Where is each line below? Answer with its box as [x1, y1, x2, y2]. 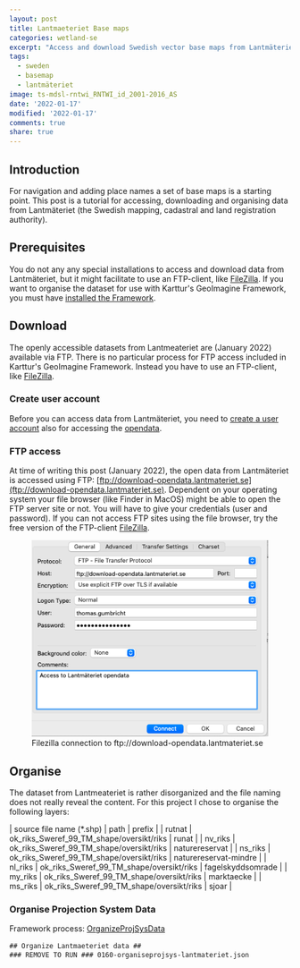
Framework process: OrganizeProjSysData [9, 923, 165, 934]
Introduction [9, 162, 80, 177]
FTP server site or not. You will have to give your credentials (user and [9, 504, 268, 514]
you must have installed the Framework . [9, 292, 156, 303]
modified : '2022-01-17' [9, 108, 98, 118]
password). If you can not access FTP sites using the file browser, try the [9, 513, 279, 523]
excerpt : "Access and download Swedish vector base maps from [9, 43, 246, 52]
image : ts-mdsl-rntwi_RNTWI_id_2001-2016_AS [9, 89, 178, 98]
